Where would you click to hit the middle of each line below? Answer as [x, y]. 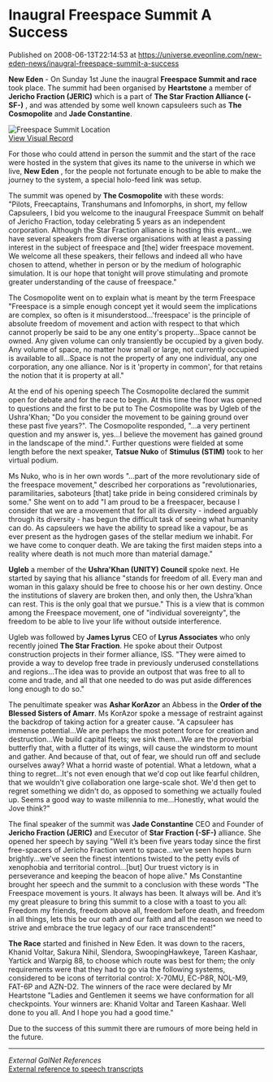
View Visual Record [41, 138]
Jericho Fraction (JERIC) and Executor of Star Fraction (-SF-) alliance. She [135, 832]
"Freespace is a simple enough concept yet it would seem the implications [133, 306]
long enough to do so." [47, 689]
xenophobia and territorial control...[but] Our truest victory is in [114, 867]
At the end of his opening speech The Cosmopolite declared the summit [129, 391]
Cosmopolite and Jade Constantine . [70, 113]
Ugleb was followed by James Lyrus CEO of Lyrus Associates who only [129, 637]
